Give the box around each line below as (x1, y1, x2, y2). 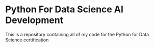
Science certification (5, 37, 49, 43)
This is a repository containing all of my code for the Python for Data (5, 31, 149, 37)
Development (5, 14, 64, 26)
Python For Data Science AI (5, 4, 124, 15)
